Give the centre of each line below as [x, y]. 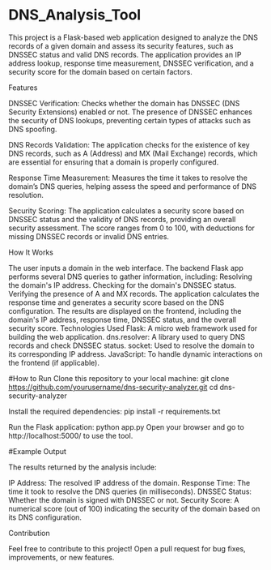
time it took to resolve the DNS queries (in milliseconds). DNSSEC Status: [130, 491]
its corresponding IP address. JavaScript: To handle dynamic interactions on [135, 354]
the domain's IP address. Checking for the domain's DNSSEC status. [123, 285]
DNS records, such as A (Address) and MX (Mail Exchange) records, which [133, 153]
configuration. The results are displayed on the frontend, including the [125, 311]
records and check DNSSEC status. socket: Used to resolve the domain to [131, 345]
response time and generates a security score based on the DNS [116, 302]
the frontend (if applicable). [54, 362]
